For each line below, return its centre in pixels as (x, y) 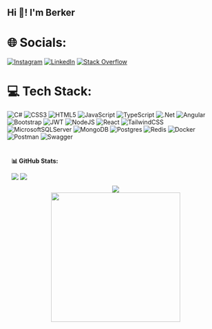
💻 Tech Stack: (50, 91)
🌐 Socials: (37, 42)
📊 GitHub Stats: (35, 161)
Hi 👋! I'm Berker (41, 13)
